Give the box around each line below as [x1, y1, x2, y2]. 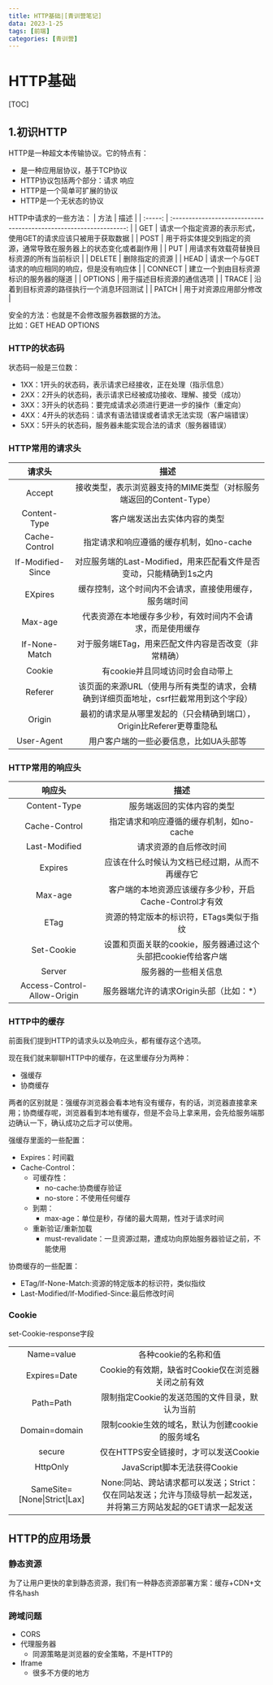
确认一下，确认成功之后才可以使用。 [15, 1118, 136, 1128]
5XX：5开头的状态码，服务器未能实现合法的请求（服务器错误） [19, 420, 232, 431]
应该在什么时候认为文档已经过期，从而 [104, 856, 252, 868]
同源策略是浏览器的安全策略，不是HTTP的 [32, 1649, 173, 1659]
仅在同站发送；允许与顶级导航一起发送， [102, 1489, 258, 1501]
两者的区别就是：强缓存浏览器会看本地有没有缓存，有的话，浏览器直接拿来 [8, 1098, 258, 1107]
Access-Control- [19, 980, 88, 991]
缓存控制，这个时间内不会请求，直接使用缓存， [78, 583, 258, 594]
